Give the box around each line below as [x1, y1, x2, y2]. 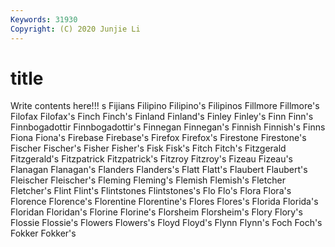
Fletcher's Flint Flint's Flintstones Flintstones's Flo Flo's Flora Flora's [10, 185, 292, 197]
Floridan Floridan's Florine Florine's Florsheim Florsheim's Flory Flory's [10, 206, 303, 218]
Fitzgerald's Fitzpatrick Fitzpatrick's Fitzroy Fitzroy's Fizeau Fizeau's [10, 153, 293, 165]
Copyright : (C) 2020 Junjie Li [10, 24, 141, 34]
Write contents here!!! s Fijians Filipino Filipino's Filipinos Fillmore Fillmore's [10, 100, 320, 112]
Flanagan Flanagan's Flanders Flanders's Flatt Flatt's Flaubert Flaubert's [10, 164, 308, 176]
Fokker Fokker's [10, 227, 77, 240]
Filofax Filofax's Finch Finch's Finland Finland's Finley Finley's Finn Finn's [10, 111, 314, 123]
